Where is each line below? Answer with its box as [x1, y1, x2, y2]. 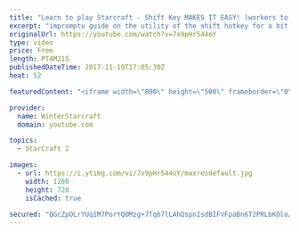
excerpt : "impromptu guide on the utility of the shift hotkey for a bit [9, 21, 289, 30]
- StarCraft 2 [17, 145, 69, 153]
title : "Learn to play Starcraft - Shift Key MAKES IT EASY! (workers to [9, 12, 289, 22]
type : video [9, 37, 53, 47]
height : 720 [25, 185, 69, 195]
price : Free [9, 46, 53, 55]
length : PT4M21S [9, 54, 69, 63]
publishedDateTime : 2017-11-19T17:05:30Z [9, 63, 166, 72]
